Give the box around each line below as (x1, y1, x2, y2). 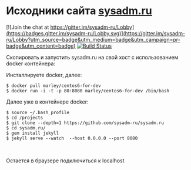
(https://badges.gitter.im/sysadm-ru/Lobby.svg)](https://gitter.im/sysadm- (6, 29, 186, 36)
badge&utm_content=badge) (6, 42, 76, 49)
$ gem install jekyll (6, 130, 59, 136)
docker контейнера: (6, 60, 56, 67)
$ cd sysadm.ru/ (6, 125, 46, 131)
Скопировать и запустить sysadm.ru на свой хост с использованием (6, 54, 179, 61)
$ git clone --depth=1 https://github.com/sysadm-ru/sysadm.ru (6, 119, 165, 126)
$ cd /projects (6, 115, 43, 121)
